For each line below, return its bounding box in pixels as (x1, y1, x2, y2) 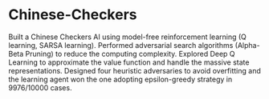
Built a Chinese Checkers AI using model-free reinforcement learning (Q (8, 32, 247, 42)
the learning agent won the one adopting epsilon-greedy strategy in (8, 74, 233, 84)
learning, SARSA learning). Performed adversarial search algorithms (8, 40, 234, 49)
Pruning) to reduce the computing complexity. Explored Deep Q (25, 49, 235, 58)
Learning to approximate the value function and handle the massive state (8, 57, 250, 67)
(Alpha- (234, 40, 260, 49)
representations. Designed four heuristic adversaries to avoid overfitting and (8, 65, 261, 75)
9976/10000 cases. (8, 82, 72, 93)
